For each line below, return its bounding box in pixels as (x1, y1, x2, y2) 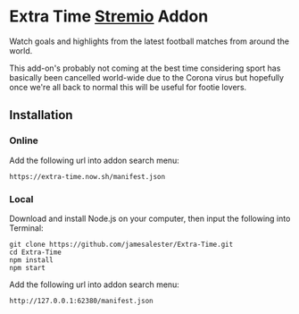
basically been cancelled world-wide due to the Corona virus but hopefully (9, 72, 284, 82)
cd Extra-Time (9, 248, 62, 257)
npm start (9, 263, 46, 272)
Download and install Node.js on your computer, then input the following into (9, 213, 291, 224)
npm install (9, 255, 54, 265)
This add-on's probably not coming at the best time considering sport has (9, 63, 281, 73)
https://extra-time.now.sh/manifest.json (9, 172, 166, 181)
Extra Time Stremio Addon (9, 6, 209, 27)
